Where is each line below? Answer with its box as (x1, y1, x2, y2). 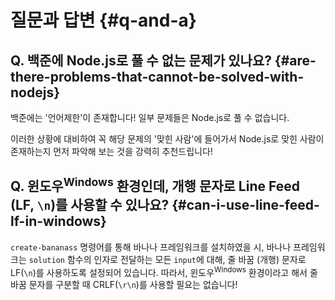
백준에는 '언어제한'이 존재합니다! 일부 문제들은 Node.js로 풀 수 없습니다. (10, 112, 290, 123)
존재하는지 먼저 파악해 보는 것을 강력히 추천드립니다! (10, 146, 213, 157)
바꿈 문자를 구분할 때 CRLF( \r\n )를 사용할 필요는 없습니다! (10, 279, 238, 291)
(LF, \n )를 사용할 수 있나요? (10, 197, 170, 214)
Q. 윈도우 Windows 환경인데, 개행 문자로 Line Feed (10, 175, 300, 195)
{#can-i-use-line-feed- (171, 197, 320, 214)
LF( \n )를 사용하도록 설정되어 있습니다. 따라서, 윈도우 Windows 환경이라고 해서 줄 (10, 264, 318, 278)
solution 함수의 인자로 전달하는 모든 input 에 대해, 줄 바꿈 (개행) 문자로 (28, 253, 307, 265)
